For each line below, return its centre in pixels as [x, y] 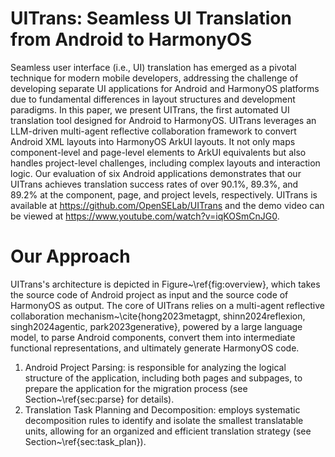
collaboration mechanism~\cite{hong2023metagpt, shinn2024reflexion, [158, 316]
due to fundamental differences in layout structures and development [153, 99]
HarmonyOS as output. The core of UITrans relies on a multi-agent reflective [167, 305]
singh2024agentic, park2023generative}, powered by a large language [156, 326]
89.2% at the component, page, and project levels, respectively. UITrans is [164, 194]
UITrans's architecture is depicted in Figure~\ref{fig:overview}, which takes [165, 284]
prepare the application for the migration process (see [136, 388]
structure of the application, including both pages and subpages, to [163, 378]
